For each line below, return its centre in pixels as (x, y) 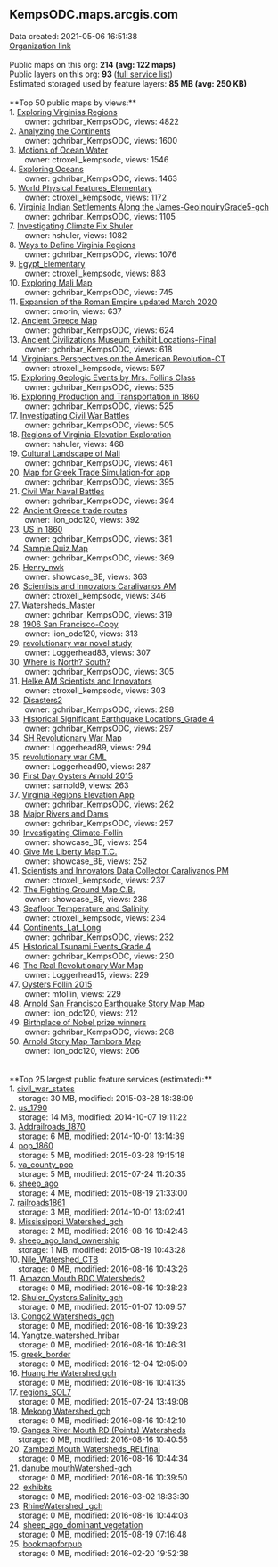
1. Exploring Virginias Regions (63, 112)
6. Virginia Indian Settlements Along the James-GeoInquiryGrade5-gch (139, 207)
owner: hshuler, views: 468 (74, 444)
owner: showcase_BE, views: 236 (86, 899)
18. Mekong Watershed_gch (60, 1411)
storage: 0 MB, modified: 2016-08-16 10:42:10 (102, 1420)
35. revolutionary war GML (58, 757)
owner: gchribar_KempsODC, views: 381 (98, 538)
